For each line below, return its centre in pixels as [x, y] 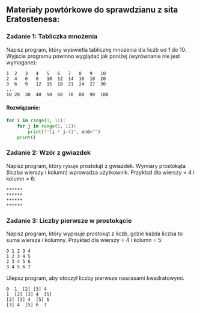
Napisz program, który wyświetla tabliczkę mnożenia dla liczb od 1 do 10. [96, 49]
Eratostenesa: [33, 20]
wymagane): [22, 62]
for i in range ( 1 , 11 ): [36, 120]
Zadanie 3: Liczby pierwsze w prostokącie [69, 220]
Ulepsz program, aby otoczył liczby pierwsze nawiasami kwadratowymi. [95, 278]
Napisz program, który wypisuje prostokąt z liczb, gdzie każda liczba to [95, 234]
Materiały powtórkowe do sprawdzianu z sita [92, 10]
